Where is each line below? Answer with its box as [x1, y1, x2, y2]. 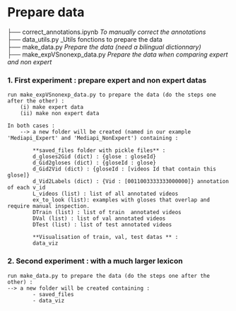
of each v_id [7, 184, 46, 192]
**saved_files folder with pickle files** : [33, 147, 166, 154]
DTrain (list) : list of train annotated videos [33, 209, 182, 216]
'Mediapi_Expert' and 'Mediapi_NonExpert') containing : [7, 135, 179, 142]
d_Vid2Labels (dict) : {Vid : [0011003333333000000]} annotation [33, 178, 230, 185]
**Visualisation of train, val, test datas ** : [33, 234, 179, 241]
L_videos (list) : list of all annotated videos [33, 190, 179, 198]
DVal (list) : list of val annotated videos [33, 215, 166, 223]
